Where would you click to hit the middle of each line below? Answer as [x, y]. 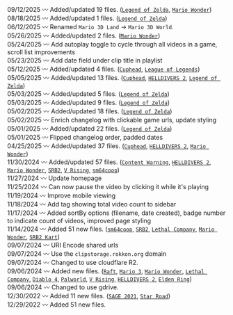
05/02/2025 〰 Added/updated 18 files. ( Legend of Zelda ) [90, 111]
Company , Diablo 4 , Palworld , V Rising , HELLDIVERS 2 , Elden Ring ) [100, 279]
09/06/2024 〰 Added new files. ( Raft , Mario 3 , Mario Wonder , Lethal [106, 271]
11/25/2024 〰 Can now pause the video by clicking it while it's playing [108, 187]
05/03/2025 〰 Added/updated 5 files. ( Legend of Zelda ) [89, 94]
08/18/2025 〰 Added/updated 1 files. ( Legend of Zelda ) [87, 18]
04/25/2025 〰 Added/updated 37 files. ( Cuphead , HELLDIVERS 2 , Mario [107, 146]
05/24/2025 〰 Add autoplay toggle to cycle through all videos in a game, [112, 44]
